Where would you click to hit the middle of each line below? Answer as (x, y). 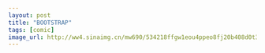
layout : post (30, 15)
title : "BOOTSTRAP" (40, 23)
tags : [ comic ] (32, 30)
